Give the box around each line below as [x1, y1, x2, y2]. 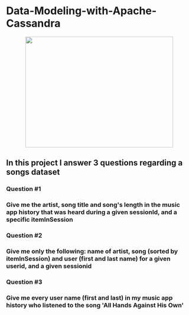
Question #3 [6, 278, 43, 286]
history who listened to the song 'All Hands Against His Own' [6, 301, 184, 309]
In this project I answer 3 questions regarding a [6, 158, 183, 168]
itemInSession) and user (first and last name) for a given [6, 255, 171, 263]
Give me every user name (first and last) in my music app [6, 294, 173, 302]
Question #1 [6, 185, 41, 193]
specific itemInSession [6, 216, 74, 224]
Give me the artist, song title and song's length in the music [6, 201, 180, 209]
